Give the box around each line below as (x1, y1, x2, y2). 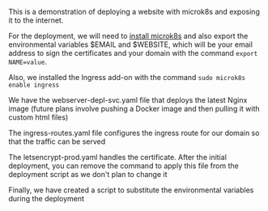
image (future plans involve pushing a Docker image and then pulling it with (8, 104, 261, 113)
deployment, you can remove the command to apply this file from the (8, 161, 239, 171)
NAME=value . (8, 57, 47, 66)
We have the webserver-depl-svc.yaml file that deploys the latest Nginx (8, 95, 248, 104)
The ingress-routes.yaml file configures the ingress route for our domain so (8, 129, 260, 137)
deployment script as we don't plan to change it (8, 170, 168, 179)
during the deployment (8, 194, 85, 203)
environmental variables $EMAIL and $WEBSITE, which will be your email (8, 40, 253, 49)
